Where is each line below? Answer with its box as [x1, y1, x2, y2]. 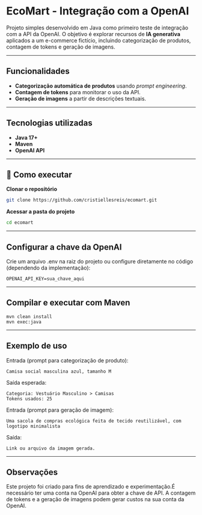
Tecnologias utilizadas [6, 118, 93, 128]
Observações [6, 467, 58, 477]
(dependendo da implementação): [6, 264, 91, 271]
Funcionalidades [6, 66, 70, 76]
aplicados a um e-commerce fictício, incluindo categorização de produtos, [6, 37, 191, 44]
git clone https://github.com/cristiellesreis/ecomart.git [6, 197, 158, 203]
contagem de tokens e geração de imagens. [6, 43, 115, 50]
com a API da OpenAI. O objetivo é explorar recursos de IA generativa [6, 30, 180, 37]
